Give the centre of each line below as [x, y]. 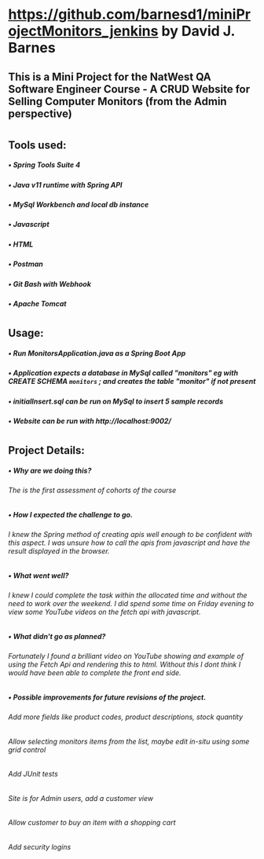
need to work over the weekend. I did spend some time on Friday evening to [131, 604]
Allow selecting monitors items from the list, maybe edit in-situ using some [129, 741]
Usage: [26, 333]
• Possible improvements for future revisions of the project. [107, 697]
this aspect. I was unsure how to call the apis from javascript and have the [129, 543]
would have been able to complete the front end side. [95, 673]
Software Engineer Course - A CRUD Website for [129, 89]
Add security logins [40, 847]
